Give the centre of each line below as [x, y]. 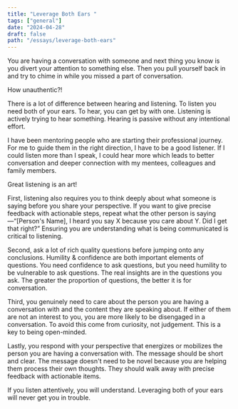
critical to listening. [35, 236]
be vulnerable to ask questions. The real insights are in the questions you [115, 273]
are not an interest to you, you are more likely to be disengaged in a [106, 317]
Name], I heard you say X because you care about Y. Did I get [136, 221]
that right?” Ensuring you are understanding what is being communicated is [118, 228]
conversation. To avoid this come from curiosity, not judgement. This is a [114, 325]
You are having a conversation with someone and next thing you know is [114, 61]
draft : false [27, 34]
